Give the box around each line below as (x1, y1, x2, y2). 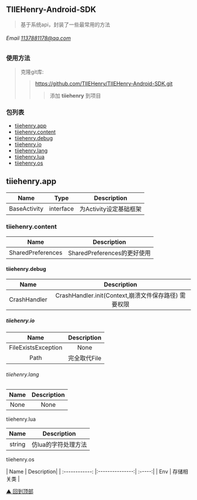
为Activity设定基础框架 (79, 205, 142, 213)
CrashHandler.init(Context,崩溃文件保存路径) (55, 291, 179, 300)
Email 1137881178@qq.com (6, 35, 72, 42)
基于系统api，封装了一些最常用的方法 (20, 21, 110, 28)
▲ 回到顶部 (6, 488, 34, 495)
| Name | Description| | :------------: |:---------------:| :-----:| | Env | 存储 (6, 468, 184, 475)
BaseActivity (9, 205, 44, 213)
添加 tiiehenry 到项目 (49, 92, 101, 99)
